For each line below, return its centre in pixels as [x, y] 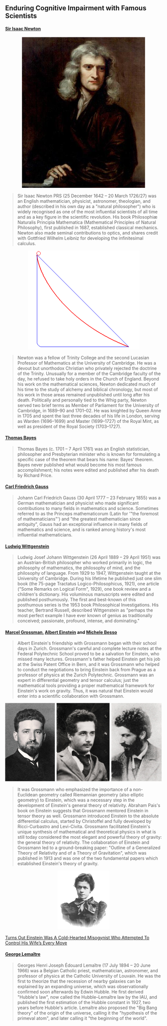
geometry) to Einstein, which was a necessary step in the [76, 800]
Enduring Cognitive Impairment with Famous [76, 8]
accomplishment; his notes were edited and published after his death [88, 470]
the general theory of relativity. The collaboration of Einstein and [83, 842]
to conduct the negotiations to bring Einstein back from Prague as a [86, 670]
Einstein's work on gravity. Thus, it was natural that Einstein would [85, 691]
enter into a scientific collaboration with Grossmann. [71, 696]
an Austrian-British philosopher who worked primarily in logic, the [84, 563]
